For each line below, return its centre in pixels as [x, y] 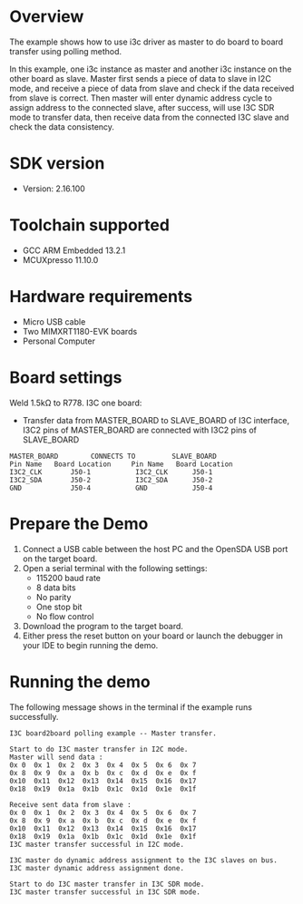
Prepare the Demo [79, 524]
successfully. [34, 716]
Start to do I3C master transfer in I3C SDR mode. [107, 884]
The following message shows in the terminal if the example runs [131, 707]
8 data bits [56, 588]
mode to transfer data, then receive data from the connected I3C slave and [149, 117]
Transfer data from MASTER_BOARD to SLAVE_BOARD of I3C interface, [156, 420]
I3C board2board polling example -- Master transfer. [113, 733]
